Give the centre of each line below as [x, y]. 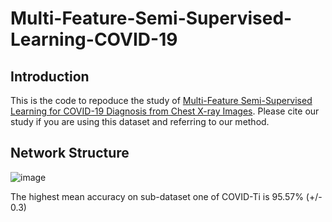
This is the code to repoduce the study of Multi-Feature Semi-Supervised [161, 100]
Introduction [50, 76]
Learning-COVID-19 [94, 39]
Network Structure [70, 153]
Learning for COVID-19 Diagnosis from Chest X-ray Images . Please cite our [165, 111]
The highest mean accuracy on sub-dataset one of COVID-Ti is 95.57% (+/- [166, 196]
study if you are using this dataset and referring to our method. [140, 121]
